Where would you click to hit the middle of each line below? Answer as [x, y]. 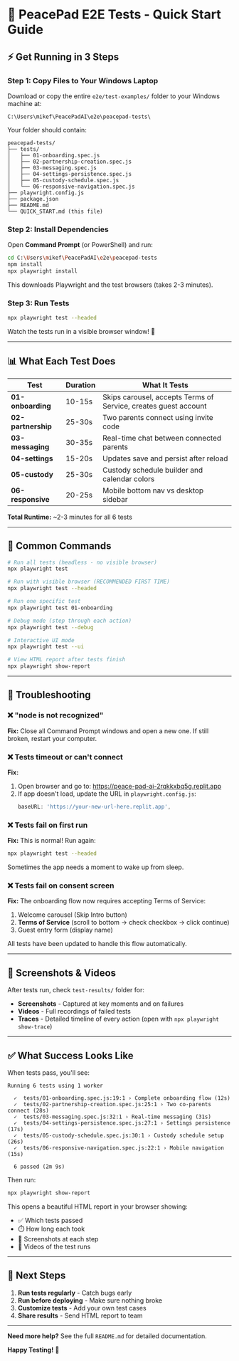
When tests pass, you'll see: [49, 1073]
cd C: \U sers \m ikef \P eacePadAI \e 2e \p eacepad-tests [83, 258]
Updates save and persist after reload [165, 458]
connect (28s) [28, 1111]
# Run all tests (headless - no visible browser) [83, 562]
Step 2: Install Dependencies [58, 229]
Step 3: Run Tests [38, 303]
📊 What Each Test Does [62, 361]
